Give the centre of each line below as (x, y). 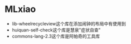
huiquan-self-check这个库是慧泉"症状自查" (56, 30)
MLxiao (20, 9)
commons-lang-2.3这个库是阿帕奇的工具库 (56, 36)
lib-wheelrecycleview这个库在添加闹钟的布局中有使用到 (69, 23)
